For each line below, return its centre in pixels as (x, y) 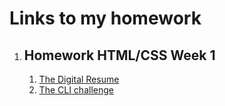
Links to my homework (105, 18)
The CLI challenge (76, 90)
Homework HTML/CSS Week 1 (119, 55)
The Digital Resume (79, 79)
